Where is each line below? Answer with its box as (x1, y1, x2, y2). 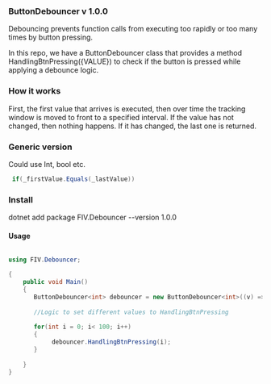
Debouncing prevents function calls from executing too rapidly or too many (8, 24, 258, 34)
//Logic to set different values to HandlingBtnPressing (33, 308, 229, 316)
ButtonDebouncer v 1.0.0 (8, 6, 109, 17)
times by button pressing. (8, 32, 94, 42)
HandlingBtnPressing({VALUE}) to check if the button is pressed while (8, 56, 241, 66)
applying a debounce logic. (8, 65, 99, 75)
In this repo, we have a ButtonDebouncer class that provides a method (8, 48, 242, 58)
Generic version (8, 141, 73, 152)
